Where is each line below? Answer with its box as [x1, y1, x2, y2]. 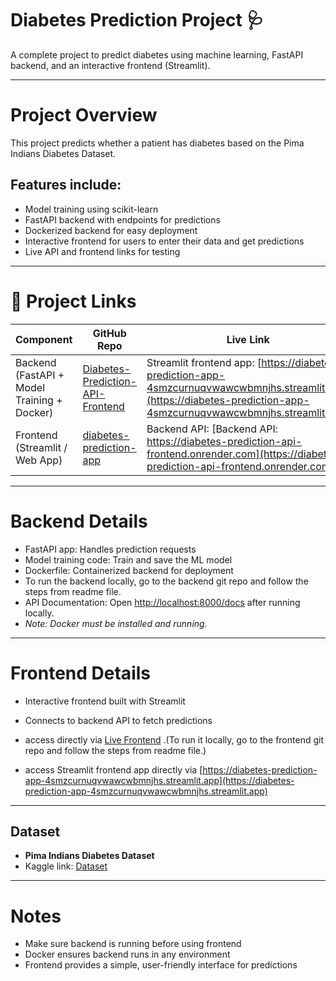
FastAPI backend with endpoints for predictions [24, 213, 221, 226]
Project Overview [10, 104, 158, 127]
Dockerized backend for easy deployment [24, 224, 198, 236]
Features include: [10, 177, 122, 194]
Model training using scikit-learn [24, 203, 159, 215]
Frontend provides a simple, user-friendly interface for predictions [24, 959, 298, 971]
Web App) [15, 453, 63, 467]
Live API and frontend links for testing [24, 245, 181, 257]
